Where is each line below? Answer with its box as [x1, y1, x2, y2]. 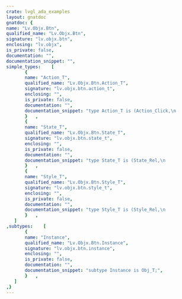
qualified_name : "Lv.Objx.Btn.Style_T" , [24, 179, 126, 185]
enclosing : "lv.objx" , [6, 42, 62, 48]
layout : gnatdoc [6, 14, 46, 20]
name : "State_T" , [24, 124, 68, 130]
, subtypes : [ [6, 223, 46, 229]
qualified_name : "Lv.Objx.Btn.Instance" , [24, 240, 129, 246]
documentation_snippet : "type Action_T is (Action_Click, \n [24, 108, 177, 114]
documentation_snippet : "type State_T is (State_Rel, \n [24, 157, 166, 163]
